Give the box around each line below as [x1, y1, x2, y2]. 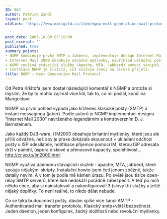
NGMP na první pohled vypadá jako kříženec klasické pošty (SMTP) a [5, 105, 148, 111]
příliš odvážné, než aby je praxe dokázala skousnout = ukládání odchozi [5, 136, 153, 142]
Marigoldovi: [5, 96, 31, 102]
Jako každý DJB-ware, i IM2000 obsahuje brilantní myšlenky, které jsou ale [5, 131, 160, 137]
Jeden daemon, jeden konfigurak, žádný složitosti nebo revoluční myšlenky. [5, 208, 161, 214]
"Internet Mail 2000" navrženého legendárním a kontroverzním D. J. [5, 116, 144, 122]
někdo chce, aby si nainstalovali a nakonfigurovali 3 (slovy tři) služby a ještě [5, 183, 161, 189]
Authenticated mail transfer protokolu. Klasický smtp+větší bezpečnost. [5, 203, 152, 209]
